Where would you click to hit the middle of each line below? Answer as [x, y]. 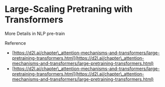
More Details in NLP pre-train [35, 33]
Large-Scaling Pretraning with [69, 9]
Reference [15, 43]
